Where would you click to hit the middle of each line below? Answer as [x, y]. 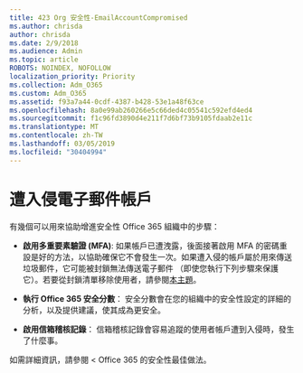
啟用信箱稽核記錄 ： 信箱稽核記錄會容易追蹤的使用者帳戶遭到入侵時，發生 [158, 329]
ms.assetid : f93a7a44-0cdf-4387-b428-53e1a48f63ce [107, 102]
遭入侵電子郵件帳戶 [81, 199]
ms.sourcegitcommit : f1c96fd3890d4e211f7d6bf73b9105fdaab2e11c [131, 118]
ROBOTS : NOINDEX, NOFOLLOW [60, 69]
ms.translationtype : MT [54, 127]
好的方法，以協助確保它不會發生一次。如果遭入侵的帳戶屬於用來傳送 [165, 256]
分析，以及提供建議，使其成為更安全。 [94, 310]
